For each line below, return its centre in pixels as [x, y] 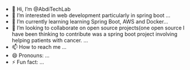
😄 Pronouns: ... [31, 55]
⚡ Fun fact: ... [28, 62]
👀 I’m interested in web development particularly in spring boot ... [91, 15]
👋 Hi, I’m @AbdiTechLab [41, 9]
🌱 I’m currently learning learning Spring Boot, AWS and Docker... [90, 21]
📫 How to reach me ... [39, 47]
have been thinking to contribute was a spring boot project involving [95, 34]
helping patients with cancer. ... [50, 40]
